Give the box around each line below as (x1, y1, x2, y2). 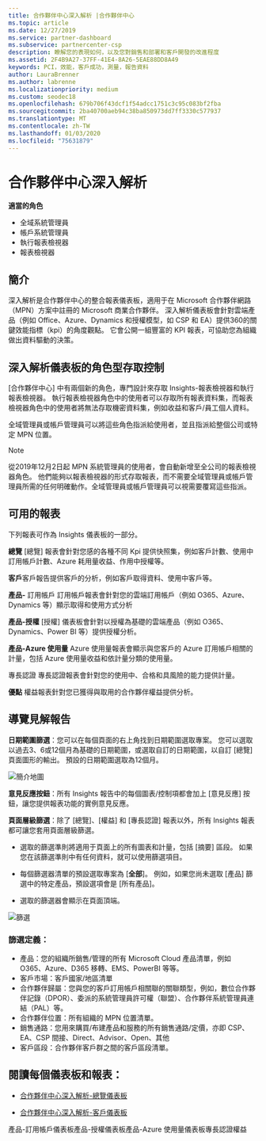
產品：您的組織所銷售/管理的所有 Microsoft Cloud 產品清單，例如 (19, 953, 232, 963)
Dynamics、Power (8, 627, 69, 636)
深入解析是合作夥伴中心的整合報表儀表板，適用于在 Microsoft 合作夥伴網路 (8, 296, 252, 305)
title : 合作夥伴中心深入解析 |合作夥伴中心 (8, 11, 135, 20)
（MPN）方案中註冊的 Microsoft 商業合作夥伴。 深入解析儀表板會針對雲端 (8, 306, 249, 315)
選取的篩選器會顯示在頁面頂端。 (19, 895, 124, 905)
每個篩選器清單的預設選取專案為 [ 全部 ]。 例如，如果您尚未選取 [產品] (19, 868, 245, 878)
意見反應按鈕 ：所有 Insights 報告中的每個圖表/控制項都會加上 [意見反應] (8, 788, 241, 798)
